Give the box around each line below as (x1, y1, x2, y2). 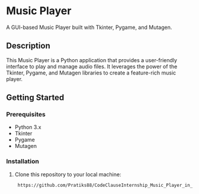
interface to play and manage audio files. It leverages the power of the (6, 63, 178, 70)
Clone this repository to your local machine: (14, 170, 121, 178)
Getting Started (6, 93, 65, 103)
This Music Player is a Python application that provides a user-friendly (6, 56, 178, 63)
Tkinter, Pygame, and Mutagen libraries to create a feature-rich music (6, 69, 176, 76)
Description (6, 41, 50, 51)
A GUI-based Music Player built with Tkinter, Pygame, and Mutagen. (6, 24, 172, 31)
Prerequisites (6, 111, 46, 119)
